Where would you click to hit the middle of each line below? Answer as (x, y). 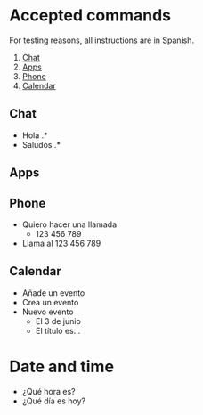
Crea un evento (50, 302)
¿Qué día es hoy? (54, 401)
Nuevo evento (48, 312)
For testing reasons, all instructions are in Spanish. (101, 40)
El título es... (58, 330)
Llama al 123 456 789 (61, 243)
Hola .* (35, 135)
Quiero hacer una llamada (69, 224)
